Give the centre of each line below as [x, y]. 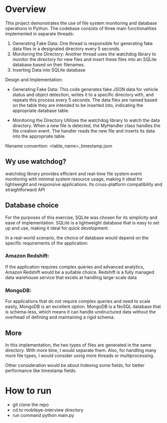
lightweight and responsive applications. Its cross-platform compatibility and [84, 184]
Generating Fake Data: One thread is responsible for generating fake [83, 43]
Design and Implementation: [34, 79]
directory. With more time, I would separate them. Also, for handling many [81, 350]
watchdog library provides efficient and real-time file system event [74, 173]
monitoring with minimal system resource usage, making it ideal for [74, 179]
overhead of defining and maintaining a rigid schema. [60, 317]
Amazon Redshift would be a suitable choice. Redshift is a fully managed [80, 272]
